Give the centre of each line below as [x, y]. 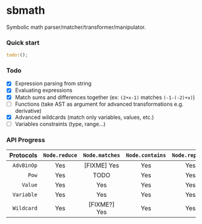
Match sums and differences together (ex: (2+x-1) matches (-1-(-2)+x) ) [105, 97]
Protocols [23, 156]
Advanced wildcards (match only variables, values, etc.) [84, 117]
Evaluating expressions [44, 90]
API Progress [26, 140]
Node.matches [102, 156]
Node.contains [146, 156]
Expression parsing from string [53, 83]
